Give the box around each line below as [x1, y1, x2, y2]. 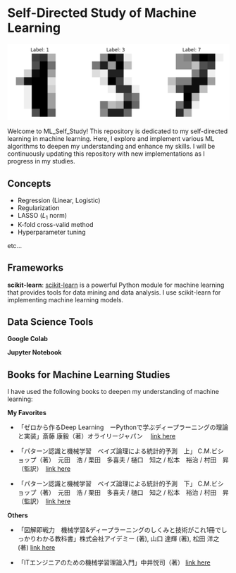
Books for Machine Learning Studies [7, 369, 170, 381]
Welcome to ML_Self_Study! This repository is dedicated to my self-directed [7, 127, 228, 135]
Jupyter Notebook [7, 348, 62, 357]
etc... [7, 241, 23, 249]
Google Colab [7, 335, 48, 343]
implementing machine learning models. [7, 295, 124, 304]
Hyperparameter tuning [17, 228, 86, 236]
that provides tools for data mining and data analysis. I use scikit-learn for [7, 288, 221, 297]
